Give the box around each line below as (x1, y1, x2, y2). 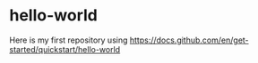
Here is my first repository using (9, 35, 128, 45)
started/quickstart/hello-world (9, 43, 121, 54)
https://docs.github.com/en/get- (129, 35, 249, 45)
